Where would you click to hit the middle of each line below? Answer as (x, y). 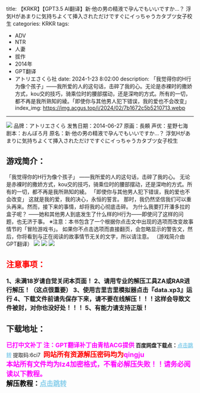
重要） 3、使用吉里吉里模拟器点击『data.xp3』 (120, 290)
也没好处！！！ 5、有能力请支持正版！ (95, 308)
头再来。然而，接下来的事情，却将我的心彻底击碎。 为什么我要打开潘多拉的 (98, 206)
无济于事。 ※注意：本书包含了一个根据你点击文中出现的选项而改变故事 (107, 221)
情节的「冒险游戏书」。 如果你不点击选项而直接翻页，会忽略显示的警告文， (97, 229)
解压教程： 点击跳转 (36, 384)
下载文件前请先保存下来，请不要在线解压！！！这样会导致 (104, 299)
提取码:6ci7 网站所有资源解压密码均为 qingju (79, 355)
